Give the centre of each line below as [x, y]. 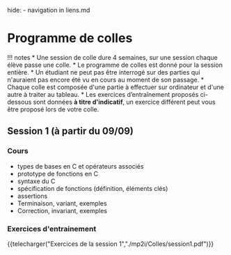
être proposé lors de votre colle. [53, 109]
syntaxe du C [36, 181]
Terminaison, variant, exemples [62, 203]
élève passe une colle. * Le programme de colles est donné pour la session [115, 65]
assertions [32, 196]
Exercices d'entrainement [52, 229]
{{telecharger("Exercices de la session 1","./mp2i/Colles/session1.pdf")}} [111, 244]
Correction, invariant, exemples [62, 210]
